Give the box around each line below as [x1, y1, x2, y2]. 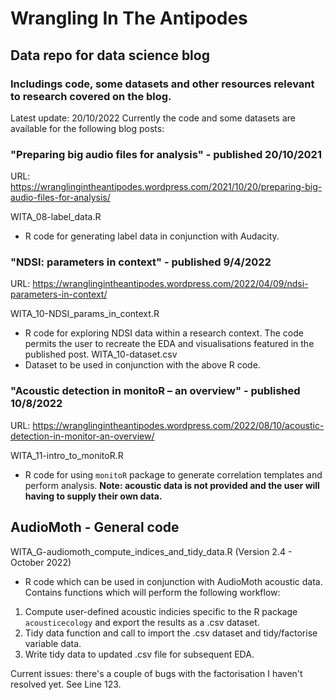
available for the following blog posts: [10, 122, 165, 134]
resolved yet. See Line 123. [10, 678, 122, 690]
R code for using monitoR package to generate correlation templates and [24, 468, 323, 481]
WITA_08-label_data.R [10, 211, 102, 223]
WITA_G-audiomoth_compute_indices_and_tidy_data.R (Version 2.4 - [10, 545, 293, 557]
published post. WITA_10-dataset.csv [24, 348, 178, 361]
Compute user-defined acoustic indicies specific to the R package [24, 605, 298, 617]
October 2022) [10, 556, 72, 568]
